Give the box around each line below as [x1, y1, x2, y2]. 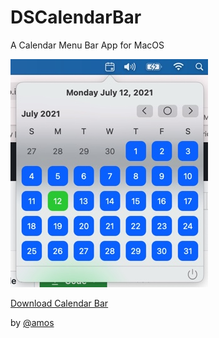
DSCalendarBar [10, 6, 142, 29]
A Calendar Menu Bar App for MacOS [10, 39, 165, 51]
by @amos [10, 316, 55, 328]
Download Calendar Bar [10, 297, 109, 309]
